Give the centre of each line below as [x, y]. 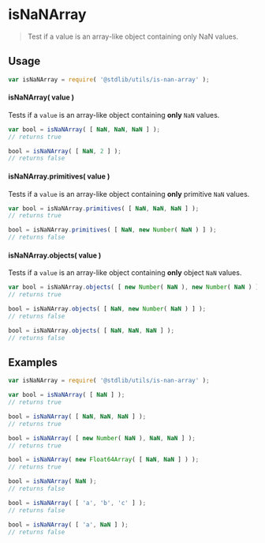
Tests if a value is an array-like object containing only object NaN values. [125, 273]
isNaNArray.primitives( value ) [59, 176]
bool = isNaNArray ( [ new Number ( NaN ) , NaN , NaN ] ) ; [102, 438]
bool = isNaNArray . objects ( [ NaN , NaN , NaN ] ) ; [91, 330]
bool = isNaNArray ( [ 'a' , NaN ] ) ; [68, 524]
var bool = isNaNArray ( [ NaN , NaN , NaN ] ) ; [84, 129]
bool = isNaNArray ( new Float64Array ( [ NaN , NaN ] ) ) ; [104, 460]
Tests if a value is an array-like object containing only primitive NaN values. [129, 194]
